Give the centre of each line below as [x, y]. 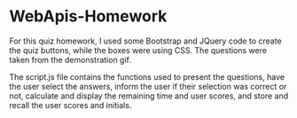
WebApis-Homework [88, 16]
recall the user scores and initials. [70, 105]
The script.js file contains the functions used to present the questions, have [147, 76]
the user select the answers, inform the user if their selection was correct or [148, 86]
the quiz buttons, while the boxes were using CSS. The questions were [138, 50]
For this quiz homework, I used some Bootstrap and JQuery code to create [145, 41]
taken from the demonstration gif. [70, 59]
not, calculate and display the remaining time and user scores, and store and [149, 96]
